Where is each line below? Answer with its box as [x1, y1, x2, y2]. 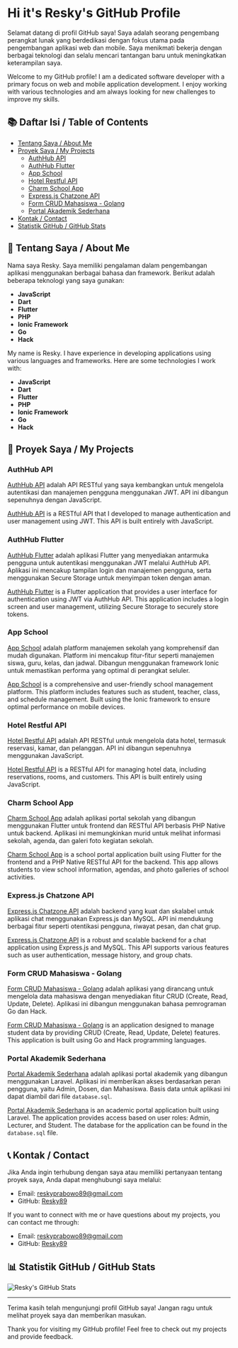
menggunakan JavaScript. [7, 752, 84, 760]
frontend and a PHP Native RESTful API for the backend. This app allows [7, 858, 219, 867]
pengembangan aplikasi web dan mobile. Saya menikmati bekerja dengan [7, 43, 222, 52]
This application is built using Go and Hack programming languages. [7, 1036, 207, 1045]
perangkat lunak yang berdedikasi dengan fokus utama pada [7, 35, 185, 44]
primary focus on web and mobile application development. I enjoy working [7, 79, 227, 88]
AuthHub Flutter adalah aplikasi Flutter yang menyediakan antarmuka [7, 551, 209, 559]
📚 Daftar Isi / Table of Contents [7, 116, 149, 128]
